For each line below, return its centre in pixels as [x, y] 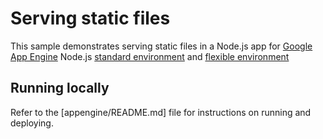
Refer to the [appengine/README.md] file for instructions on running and [161, 112]
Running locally [60, 88]
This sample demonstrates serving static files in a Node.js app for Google [161, 46]
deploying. [32, 123]
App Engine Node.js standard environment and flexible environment [150, 56]
